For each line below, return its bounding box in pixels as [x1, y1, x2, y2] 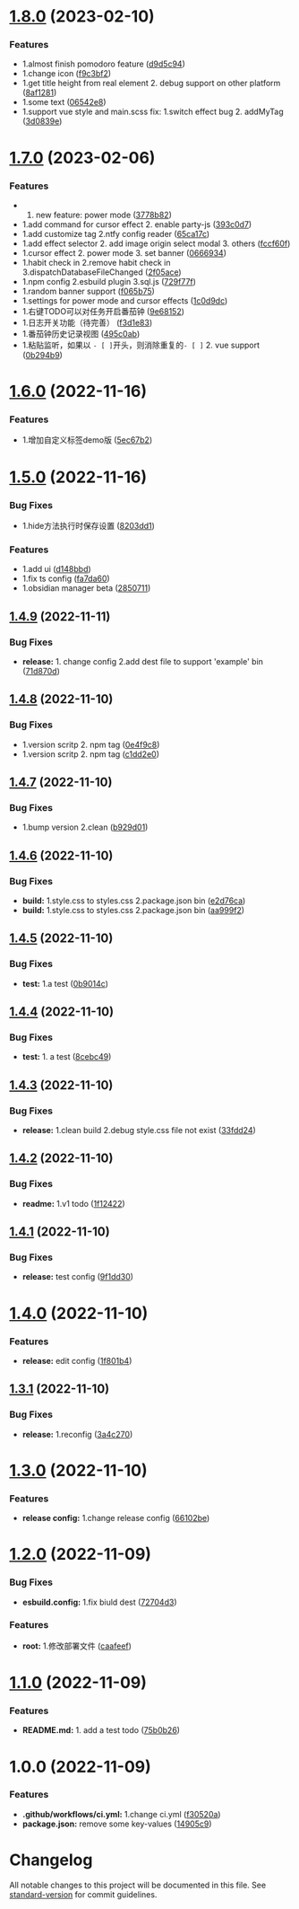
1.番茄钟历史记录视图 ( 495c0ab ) [21, 328, 141, 339]
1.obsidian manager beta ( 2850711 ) [21, 583, 151, 594]
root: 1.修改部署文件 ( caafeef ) [21, 1641, 132, 1651]
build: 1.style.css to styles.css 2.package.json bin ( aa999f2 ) [21, 904, 244, 915]
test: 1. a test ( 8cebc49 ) [21, 1051, 112, 1062]
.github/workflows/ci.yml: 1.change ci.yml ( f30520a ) [21, 1808, 221, 1819]
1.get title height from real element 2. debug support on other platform [21, 78, 281, 89]
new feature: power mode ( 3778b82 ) [35, 209, 172, 220]
